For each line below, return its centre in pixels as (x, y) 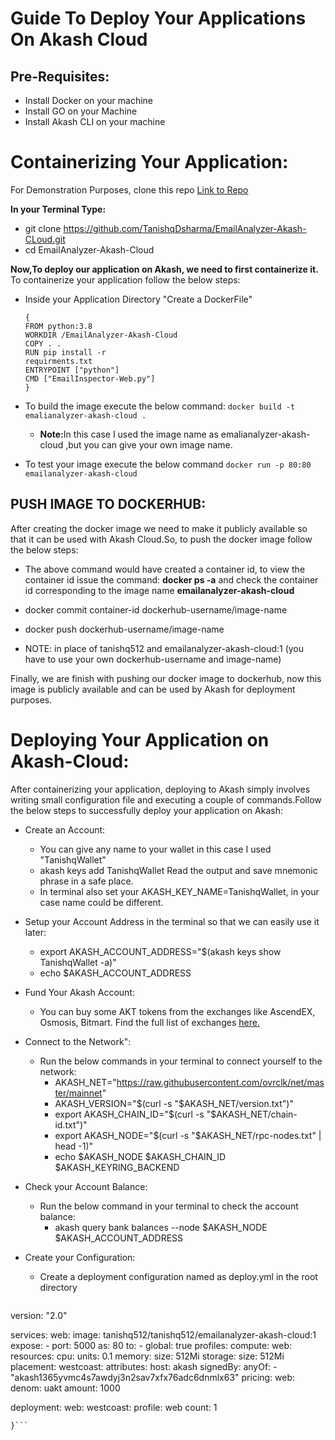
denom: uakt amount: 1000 (65, 1388)
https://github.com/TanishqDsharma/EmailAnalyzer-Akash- (185, 228)
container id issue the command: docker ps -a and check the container (171, 579)
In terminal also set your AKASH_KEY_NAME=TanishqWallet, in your (179, 891)
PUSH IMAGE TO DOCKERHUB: (108, 504)
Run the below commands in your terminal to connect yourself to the (181, 1061)
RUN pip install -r (65, 352)
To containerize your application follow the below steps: (125, 279)
